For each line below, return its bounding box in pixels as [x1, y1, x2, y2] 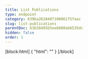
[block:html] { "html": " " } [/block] [5, 48, 74, 55]
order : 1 [5, 35, 23, 40]
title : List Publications [5, 7, 59, 12]
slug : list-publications [5, 21, 57, 26]
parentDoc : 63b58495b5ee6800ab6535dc [5, 26, 84, 31]
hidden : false [5, 30, 35, 35]
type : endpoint [5, 12, 37, 17]
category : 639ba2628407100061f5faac [5, 16, 81, 21]
